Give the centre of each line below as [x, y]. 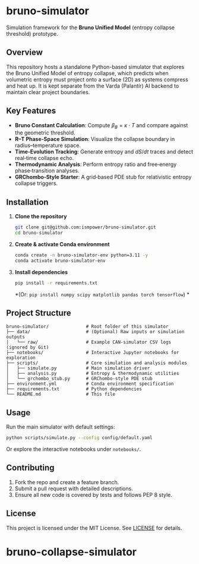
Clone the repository [41, 217]
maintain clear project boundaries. [48, 92]
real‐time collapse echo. [44, 158]
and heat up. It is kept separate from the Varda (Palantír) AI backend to [93, 86]
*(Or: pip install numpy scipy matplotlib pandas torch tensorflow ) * [102, 294]
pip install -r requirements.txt [56, 283]
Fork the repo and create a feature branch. [67, 482]
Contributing [30, 468]
